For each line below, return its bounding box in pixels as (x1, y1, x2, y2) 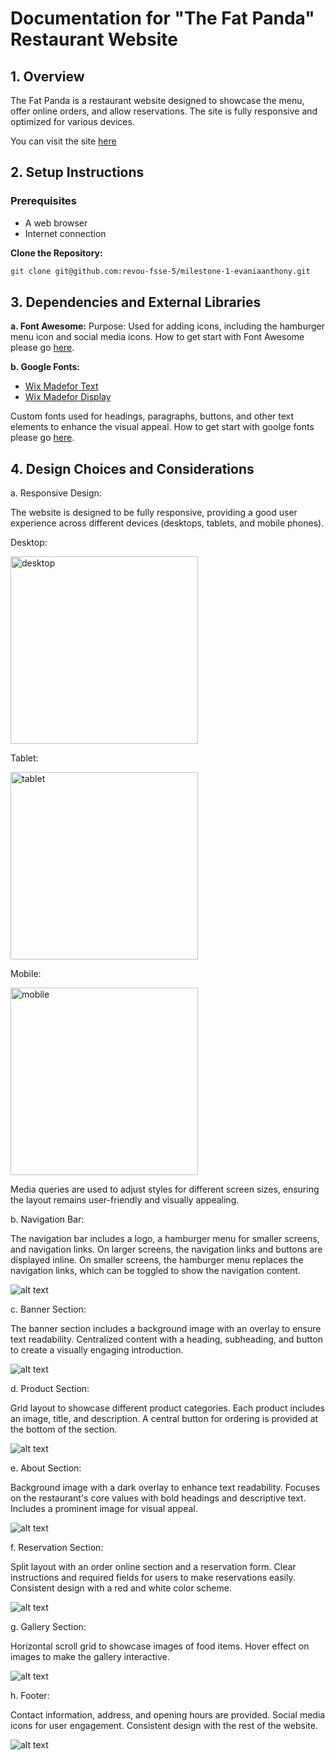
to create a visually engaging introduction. (10, 1344, 184, 1356)
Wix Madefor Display (24, 391, 112, 403)
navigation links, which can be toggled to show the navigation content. (10, 1265, 301, 1277)
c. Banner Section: (10, 1303, 87, 1316)
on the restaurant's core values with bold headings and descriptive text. (10, 1492, 307, 1504)
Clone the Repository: (10, 247, 103, 259)
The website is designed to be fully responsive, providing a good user (10, 507, 298, 519)
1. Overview (10, 68, 85, 85)
